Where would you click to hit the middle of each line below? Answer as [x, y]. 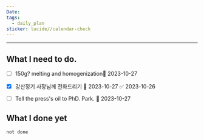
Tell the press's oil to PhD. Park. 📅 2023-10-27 [73, 99]
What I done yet [37, 118]
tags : [13, 18]
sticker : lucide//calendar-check [49, 29]
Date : [13, 12]
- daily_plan [28, 23]
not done [17, 132]
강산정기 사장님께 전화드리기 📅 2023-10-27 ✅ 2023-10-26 [85, 87]
